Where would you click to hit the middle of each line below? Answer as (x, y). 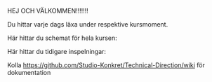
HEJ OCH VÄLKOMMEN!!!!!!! (48, 11)
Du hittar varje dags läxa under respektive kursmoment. (88, 24)
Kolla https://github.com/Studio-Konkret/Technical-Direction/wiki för (106, 65)
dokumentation (29, 73)
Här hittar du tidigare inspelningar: (57, 52)
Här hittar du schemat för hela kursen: (62, 38)
